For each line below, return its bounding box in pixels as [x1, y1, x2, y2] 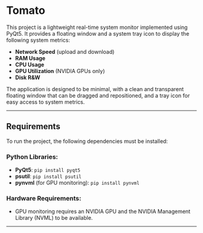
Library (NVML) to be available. [14, 214, 93, 222]
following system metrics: [6, 36, 71, 43]
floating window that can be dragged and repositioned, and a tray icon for [6, 92, 190, 99]
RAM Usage [14, 54, 46, 62]
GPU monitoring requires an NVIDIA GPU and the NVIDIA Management [14, 208, 191, 215]
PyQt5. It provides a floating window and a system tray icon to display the [6, 30, 190, 37]
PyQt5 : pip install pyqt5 [14, 167, 80, 174]
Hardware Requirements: [6, 194, 82, 202]
